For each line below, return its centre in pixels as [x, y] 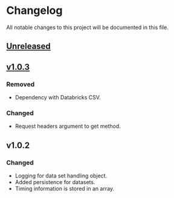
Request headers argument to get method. [68, 126]
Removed [21, 84]
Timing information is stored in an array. [65, 189]
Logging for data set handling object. [61, 176]
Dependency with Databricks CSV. [58, 97]
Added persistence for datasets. [55, 182]
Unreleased [29, 46]
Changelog [34, 11]
